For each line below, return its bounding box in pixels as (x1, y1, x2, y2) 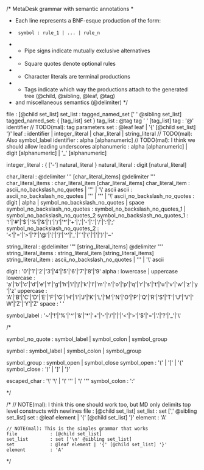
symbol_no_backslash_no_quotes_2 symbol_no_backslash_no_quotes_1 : (6, 212, 189, 219)
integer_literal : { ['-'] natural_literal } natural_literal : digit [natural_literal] (6, 161, 187, 168)
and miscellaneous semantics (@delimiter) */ (15, 99, 128, 106)
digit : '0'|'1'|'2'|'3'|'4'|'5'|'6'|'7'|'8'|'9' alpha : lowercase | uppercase (6, 268, 178, 275)
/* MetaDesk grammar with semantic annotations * (6, 5, 134, 12)
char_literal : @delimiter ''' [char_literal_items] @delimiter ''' (6, 173, 155, 180)
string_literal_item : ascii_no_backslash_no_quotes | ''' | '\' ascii (6, 256, 164, 263)
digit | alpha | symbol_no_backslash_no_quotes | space (6, 199, 145, 206)
